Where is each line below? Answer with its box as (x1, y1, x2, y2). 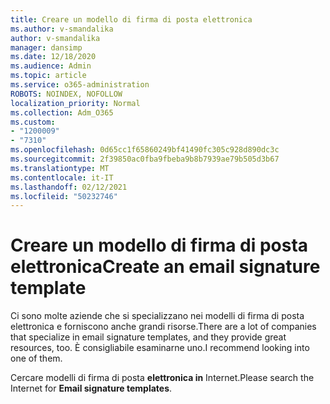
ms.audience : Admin (10, 61, 92, 71)
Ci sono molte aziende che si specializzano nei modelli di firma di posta (10, 310, 305, 322)
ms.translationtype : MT (10, 163, 110, 173)
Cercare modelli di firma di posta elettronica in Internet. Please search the (10, 372, 315, 384)
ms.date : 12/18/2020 (10, 52, 97, 62)
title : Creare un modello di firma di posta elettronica (10, 14, 253, 25)
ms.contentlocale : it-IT (10, 172, 114, 183)
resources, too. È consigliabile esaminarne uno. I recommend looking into (10, 342, 310, 354)
